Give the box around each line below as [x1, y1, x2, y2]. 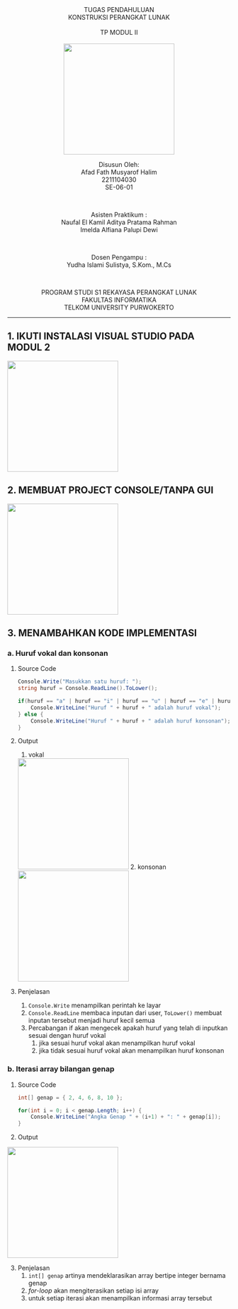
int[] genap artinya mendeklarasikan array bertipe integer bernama [28, 1271, 226, 1280]
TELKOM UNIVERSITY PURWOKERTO [64, 303, 174, 312]
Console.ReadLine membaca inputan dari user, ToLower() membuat [28, 1009, 222, 1017]
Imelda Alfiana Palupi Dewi [80, 226, 158, 234]
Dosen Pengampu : [91, 253, 147, 261]
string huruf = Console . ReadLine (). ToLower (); [17, 685, 158, 692]
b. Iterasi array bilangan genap [7, 1064, 115, 1074]
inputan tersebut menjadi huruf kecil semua [28, 1017, 155, 1025]
